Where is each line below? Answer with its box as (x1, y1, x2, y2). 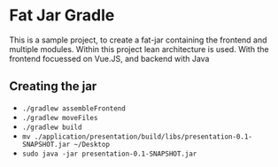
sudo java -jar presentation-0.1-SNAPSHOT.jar (21, 149, 197, 158)
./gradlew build (21, 123, 82, 132)
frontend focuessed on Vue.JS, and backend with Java (9, 53, 210, 64)
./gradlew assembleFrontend (21, 103, 126, 113)
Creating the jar (9, 79, 97, 94)
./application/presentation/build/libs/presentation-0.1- (34, 132, 253, 141)
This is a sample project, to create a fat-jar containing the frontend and (9, 34, 267, 45)
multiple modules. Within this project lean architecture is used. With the (9, 43, 269, 54)
